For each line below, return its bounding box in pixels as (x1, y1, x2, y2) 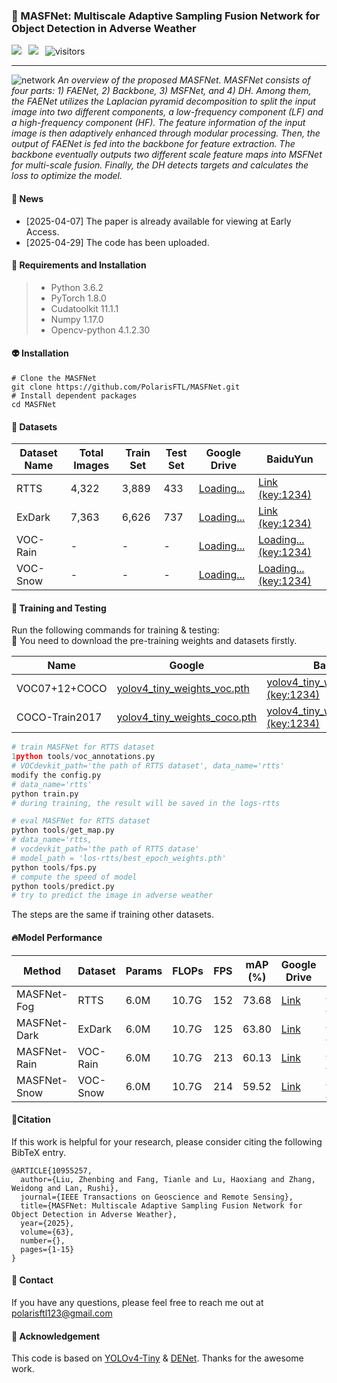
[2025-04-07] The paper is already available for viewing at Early (25, 215, 292, 227)
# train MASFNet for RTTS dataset (11, 742, 156, 753)
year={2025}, (20, 1218, 75, 1228)
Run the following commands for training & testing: (11, 624, 220, 636)
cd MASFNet (11, 399, 57, 409)
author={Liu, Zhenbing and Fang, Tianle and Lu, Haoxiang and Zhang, (20, 1174, 316, 1184)
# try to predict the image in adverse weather (11, 890, 214, 901)
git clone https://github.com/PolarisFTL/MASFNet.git (11, 382, 241, 392)
